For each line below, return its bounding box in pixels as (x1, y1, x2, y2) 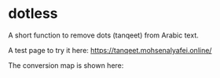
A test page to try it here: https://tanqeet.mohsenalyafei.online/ (8, 45, 212, 55)
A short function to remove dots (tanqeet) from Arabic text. (8, 30, 199, 40)
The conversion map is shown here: (8, 60, 124, 70)
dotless (8, 5, 58, 23)
